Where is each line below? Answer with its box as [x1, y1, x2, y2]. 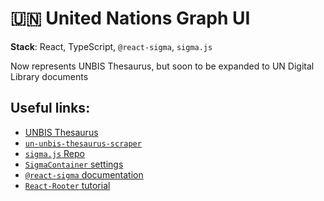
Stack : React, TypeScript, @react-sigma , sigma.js [10, 40, 213, 52]
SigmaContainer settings [24, 158, 124, 170]
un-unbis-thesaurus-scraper [24, 138, 142, 149]
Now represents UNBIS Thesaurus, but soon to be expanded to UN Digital [10, 60, 315, 72]
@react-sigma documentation [24, 168, 144, 181]
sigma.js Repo [24, 147, 85, 159]
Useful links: [10, 100, 91, 117]
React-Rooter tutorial [24, 179, 111, 191]
